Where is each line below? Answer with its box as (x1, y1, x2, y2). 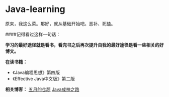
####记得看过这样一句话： (5, 31, 61, 37)
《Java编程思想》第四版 (12, 69, 60, 75)
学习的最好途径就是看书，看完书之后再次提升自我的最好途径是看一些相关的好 (5, 41, 164, 48)
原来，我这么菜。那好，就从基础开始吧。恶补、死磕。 (5, 20, 116, 26)
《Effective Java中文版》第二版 (12, 75, 75, 81)
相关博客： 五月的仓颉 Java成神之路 (5, 86, 79, 92)
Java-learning (5, 3, 65, 15)
